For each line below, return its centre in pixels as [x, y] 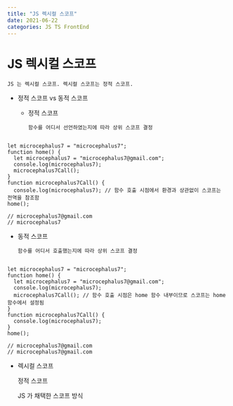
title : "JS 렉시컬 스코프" [42, 14]
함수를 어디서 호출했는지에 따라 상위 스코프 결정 [78, 251]
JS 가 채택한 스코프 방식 [50, 396]
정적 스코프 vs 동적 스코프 [53, 98]
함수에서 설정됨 [26, 303]
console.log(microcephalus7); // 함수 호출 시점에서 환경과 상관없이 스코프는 [118, 190]
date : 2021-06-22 [33, 20]
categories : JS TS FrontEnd [48, 27]
